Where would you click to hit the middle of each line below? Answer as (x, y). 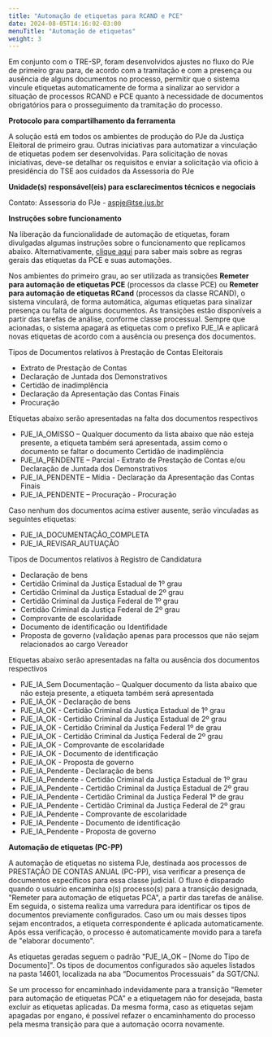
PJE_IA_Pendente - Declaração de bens (86, 771)
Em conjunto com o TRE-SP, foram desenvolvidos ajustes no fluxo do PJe (131, 62)
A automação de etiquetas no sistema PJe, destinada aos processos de (128, 863)
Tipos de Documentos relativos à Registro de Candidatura (105, 559)
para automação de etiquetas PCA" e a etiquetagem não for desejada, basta (136, 999)
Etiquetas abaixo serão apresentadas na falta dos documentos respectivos (133, 418)
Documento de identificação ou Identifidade (94, 627)
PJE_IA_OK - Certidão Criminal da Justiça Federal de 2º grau (121, 737)
